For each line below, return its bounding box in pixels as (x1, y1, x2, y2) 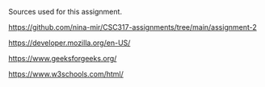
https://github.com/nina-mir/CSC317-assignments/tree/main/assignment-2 (8, 23, 257, 31)
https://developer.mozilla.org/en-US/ (8, 38, 131, 48)
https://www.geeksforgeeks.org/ (8, 54, 117, 63)
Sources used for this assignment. (8, 7, 123, 16)
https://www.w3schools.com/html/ (8, 69, 124, 79)
